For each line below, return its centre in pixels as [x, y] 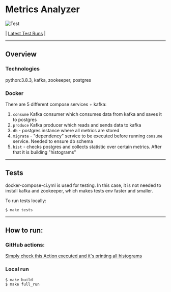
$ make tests [19, 210]
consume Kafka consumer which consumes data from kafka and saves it [87, 114]
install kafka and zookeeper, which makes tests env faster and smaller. [79, 190]
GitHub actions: [25, 245]
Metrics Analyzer [42, 9]
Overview [21, 54]
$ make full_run [22, 284]
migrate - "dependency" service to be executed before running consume [88, 136]
